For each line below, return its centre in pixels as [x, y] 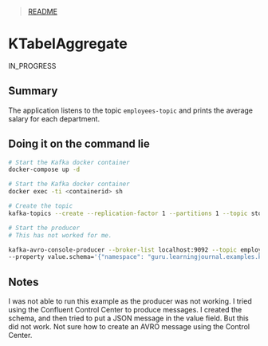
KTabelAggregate [68, 44]
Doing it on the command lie [79, 144]
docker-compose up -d [44, 170]
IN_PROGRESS [32, 66]
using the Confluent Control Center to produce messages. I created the [125, 310]
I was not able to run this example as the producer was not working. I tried [130, 301]
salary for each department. [54, 118]
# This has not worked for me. [60, 235]
